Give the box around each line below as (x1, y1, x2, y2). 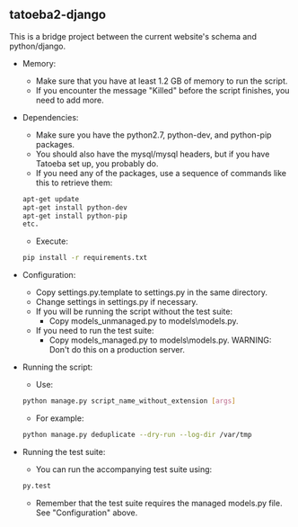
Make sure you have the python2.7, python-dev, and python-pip (35, 130, 272, 140)
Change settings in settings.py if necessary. (35, 297, 198, 308)
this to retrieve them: (35, 177, 113, 188)
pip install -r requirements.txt (22, 254, 148, 263)
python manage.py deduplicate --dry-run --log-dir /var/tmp (22, 431, 252, 440)
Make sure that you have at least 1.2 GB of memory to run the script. (35, 76, 288, 86)
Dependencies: (22, 112, 79, 122)
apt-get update (22, 194, 80, 203)
